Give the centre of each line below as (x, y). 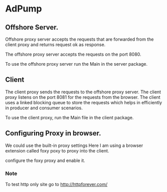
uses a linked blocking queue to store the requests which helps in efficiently (83, 102)
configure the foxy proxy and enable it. (45, 160)
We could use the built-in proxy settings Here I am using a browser (74, 145)
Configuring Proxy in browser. (53, 133)
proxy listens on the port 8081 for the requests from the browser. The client (83, 97)
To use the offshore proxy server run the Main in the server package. (76, 64)
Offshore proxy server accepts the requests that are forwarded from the (79, 39)
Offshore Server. (32, 27)
